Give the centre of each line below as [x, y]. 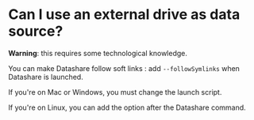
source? [36, 31]
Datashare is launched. [46, 77]
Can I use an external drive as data [124, 15]
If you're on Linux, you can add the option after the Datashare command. [127, 107]
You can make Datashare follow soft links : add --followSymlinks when [124, 68]
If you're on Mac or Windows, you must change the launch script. [115, 92]
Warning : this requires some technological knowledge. [98, 53]
